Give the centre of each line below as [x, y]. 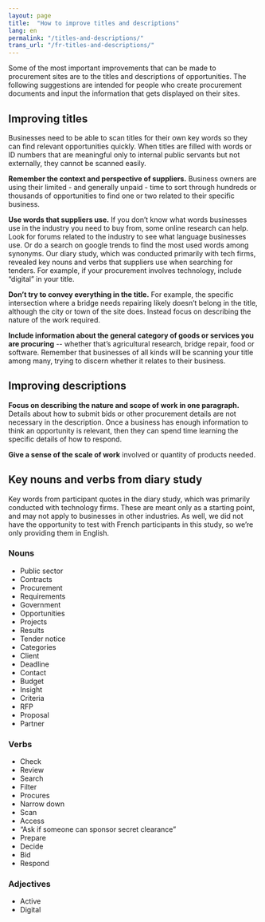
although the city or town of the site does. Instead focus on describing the [130, 311]
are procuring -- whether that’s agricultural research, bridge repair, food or [131, 343]
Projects [33, 621]
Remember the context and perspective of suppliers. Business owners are [132, 178]
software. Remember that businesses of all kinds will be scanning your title [131, 352]
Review [32, 770]
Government [40, 604]
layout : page [30, 16]
